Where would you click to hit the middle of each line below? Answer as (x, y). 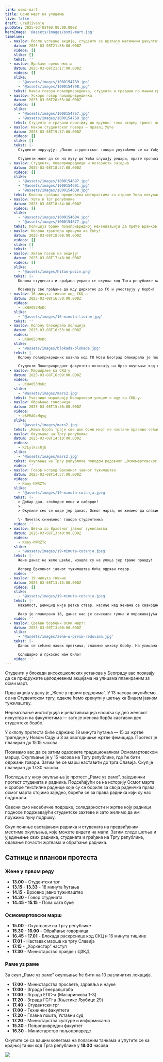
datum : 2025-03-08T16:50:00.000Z (48, 299)
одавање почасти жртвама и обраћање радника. (56, 842)
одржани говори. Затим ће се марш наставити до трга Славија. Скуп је (79, 762)
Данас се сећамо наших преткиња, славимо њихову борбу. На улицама (88, 646)
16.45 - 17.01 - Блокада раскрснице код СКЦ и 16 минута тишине (79, 936)
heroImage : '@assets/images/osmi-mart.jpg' (50, 32)
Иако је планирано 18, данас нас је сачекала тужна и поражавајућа (88, 614)
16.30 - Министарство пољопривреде (51, 1031)
